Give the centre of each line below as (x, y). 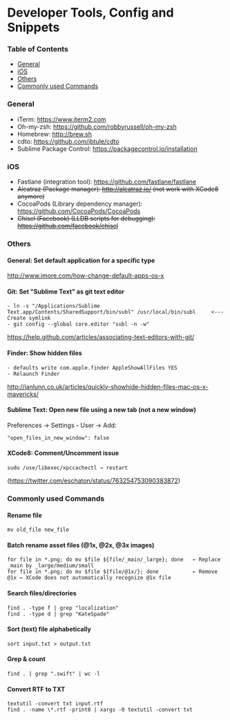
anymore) (31, 197)
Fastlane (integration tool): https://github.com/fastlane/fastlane (107, 182)
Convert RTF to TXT (36, 689)
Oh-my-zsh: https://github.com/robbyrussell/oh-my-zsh (97, 127)
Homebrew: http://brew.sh (54, 134)
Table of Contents (38, 49)
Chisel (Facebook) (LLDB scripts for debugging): (86, 219)
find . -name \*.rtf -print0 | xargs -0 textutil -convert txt (100, 710)
